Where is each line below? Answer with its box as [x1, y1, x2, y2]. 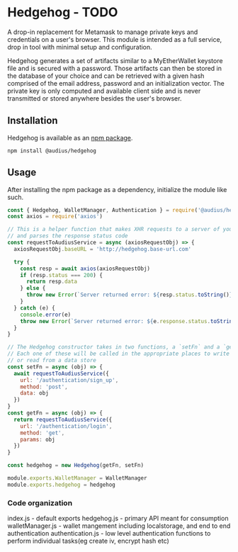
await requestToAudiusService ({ [13, 370, 110, 377]
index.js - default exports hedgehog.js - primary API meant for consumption [7, 514, 229, 523]
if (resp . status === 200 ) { [20, 271, 103, 278]
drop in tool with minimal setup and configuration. [7, 43, 152, 51]
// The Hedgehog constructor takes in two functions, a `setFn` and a [7, 344, 220, 351]
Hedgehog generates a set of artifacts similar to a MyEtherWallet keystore [7, 56, 223, 64]
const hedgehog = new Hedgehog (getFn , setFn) [7, 462, 144, 469]
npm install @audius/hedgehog [7, 147, 97, 154]
